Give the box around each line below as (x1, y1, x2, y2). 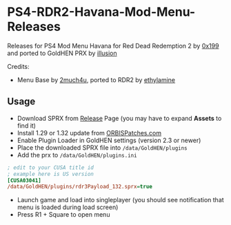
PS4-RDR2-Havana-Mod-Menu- (7, 4, 196, 20)
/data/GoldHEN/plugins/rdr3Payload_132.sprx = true (7, 184, 153, 190)
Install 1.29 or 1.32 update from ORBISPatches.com (17, 128, 162, 137)
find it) (17, 121, 37, 130)
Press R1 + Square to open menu (17, 211, 110, 219)
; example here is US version (7, 170, 94, 177)
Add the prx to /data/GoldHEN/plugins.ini (17, 150, 137, 159)
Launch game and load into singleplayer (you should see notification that (17, 196, 224, 204)
